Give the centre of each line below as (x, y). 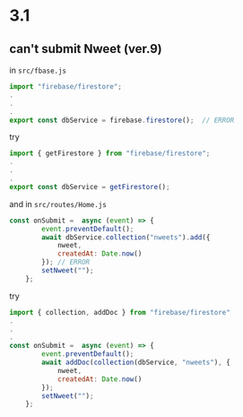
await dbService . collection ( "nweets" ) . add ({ (126, 237)
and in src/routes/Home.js (58, 204)
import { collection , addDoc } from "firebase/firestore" (120, 312)
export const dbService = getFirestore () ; (90, 187)
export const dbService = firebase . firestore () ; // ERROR (122, 120)
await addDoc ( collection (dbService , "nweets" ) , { (136, 362)
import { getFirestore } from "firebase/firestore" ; (110, 153)
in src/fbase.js (38, 70)
